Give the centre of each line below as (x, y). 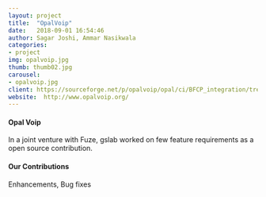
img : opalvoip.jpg (38, 60)
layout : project (35, 15)
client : (21, 89)
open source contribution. (51, 149)
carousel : (25, 75)
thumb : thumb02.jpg (40, 68)
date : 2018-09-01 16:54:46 (56, 30)
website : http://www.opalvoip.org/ (68, 97)
